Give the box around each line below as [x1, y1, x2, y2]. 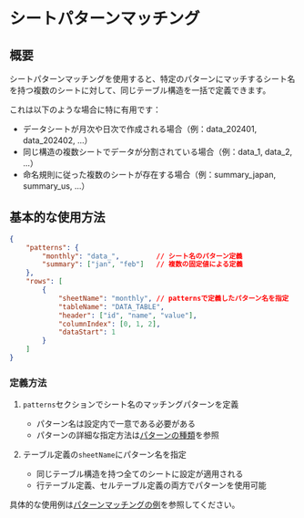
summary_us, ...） [22, 181, 90, 192]
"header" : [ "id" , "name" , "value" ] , [57, 311, 198, 320]
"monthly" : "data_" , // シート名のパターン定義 [42, 252, 243, 261]
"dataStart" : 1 [57, 327, 117, 337]
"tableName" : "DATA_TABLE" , [57, 302, 166, 311]
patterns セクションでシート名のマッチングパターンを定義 [22, 399, 239, 410]
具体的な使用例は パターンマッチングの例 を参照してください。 [9, 499, 240, 511]
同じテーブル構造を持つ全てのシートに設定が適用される [35, 469, 244, 480]
